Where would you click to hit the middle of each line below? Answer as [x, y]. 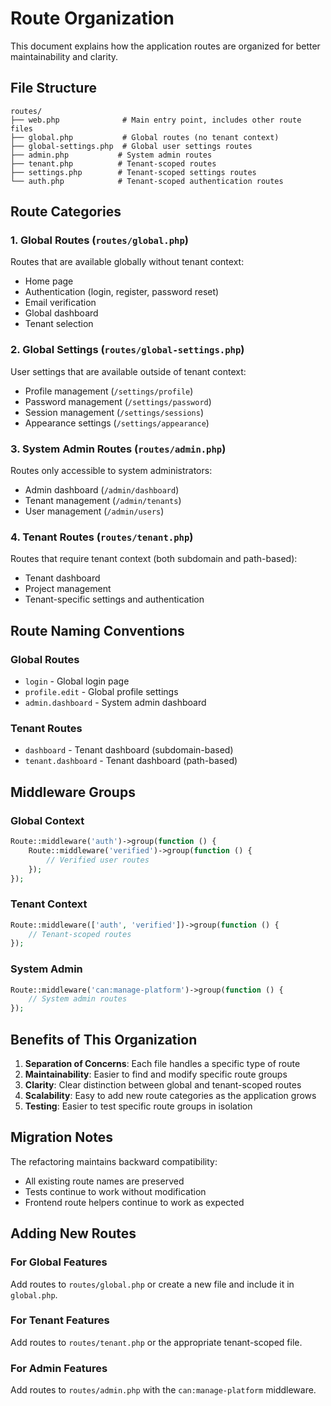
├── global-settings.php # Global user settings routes [131, 146]
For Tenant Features [60, 1320]
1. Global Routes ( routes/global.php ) [99, 240]
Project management [68, 589]
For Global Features [59, 1262]
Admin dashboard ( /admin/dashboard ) [102, 490]
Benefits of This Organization [104, 1039]
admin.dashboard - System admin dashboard [115, 703]
